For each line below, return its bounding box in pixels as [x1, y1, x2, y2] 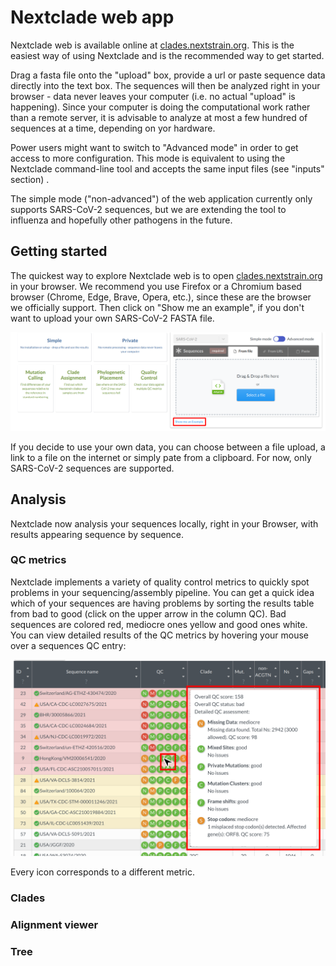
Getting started [10, 243, 108, 260]
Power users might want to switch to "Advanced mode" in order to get [10, 141, 299, 153]
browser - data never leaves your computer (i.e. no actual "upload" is [10, 90, 296, 102]
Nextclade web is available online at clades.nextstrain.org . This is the [10, 39, 295, 51]
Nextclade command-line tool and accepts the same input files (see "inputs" [10, 162, 325, 175]
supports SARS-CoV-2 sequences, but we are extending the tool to [10, 203, 287, 215]
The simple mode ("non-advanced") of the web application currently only [10, 192, 313, 205]
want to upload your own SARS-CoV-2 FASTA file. [10, 312, 215, 324]
